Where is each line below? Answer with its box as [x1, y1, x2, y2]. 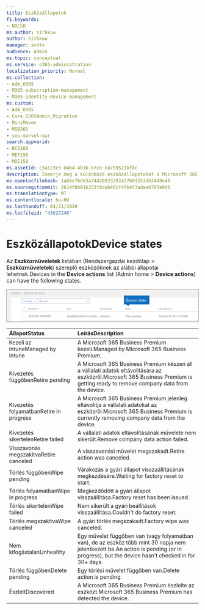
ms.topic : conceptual [6, 55, 62, 61]
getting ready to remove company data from [77, 379, 189, 387]
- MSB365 [6, 126, 29, 132]
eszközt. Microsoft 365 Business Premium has [77, 588, 193, 596]
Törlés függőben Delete [9, 567, 67, 575]
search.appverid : [6, 139, 51, 145]
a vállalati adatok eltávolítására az [77, 366, 162, 374]
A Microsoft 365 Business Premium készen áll [77, 360, 193, 367]
